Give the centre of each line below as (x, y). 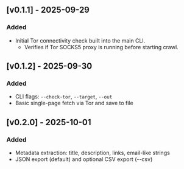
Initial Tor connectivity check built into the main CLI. (80, 40)
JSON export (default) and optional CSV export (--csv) (84, 159)
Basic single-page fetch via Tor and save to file (74, 103)
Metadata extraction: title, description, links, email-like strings (93, 153)
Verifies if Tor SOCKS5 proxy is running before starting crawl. (101, 47)
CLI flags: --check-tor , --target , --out (64, 97)
